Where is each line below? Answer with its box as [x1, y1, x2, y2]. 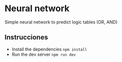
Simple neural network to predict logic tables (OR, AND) [4, 19, 118, 25]
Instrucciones [4, 33, 48, 41]
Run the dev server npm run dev [11, 51, 76, 57]
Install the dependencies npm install [11, 46, 87, 52]
